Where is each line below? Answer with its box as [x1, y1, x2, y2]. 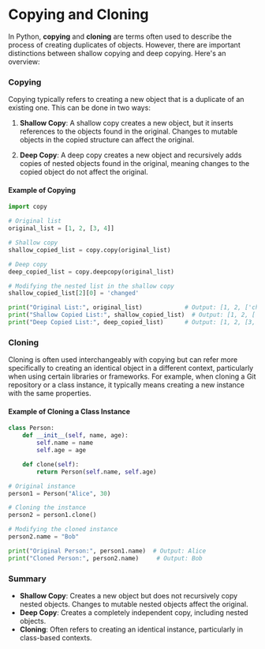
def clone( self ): [22, 460, 80, 468]
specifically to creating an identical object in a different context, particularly [8, 364, 254, 373]
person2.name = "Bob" [8, 533, 80, 541]
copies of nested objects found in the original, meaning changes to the [19, 159, 250, 168]
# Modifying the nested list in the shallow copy [8, 282, 175, 290]
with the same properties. [8, 389, 91, 398]
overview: [8, 57, 41, 66]
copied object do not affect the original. [19, 168, 148, 177]
